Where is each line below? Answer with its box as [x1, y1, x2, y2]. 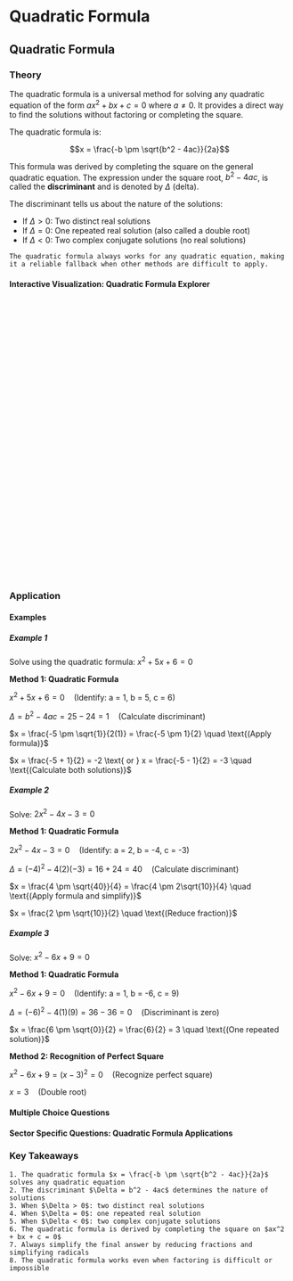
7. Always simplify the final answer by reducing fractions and [9, 1240, 253, 1249]
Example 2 [9, 784, 50, 795]
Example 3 [9, 928, 50, 939]
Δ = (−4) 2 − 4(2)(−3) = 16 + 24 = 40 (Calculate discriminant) [9, 862, 240, 875]
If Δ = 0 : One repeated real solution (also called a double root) [21, 226, 251, 236]
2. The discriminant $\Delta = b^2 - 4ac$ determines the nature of [9, 1186, 269, 1195]
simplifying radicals [9, 1248, 90, 1257]
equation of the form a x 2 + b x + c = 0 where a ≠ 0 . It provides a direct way [9, 98, 284, 111]
